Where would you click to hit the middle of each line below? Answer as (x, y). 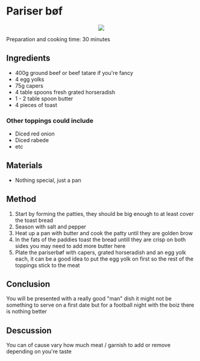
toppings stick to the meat (47, 265)
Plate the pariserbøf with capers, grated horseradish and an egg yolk (101, 252)
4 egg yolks (30, 79)
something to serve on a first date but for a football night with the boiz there (100, 305)
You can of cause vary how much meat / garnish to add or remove (88, 345)
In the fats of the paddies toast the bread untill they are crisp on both (100, 239)
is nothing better (27, 311)
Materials (24, 165)
